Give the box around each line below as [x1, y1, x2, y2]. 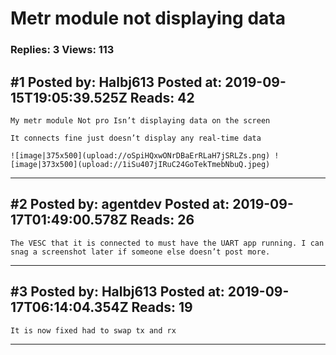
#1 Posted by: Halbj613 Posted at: [10, 73, 223, 91]
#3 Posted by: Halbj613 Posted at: [10, 283, 225, 301]
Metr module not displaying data [10, 7, 286, 30]
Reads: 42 [129, 89, 195, 106]
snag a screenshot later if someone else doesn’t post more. [10, 247, 271, 257]
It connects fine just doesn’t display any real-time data [10, 133, 262, 143]
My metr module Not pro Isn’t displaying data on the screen [10, 115, 271, 126]
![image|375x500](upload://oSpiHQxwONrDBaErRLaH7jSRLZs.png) [10, 150, 271, 161]
